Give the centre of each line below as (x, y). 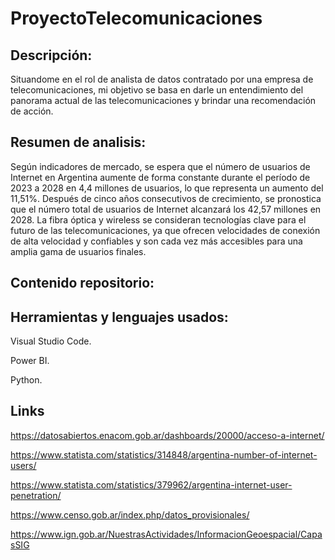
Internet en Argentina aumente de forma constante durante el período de (160, 177)
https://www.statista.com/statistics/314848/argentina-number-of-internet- (164, 454)
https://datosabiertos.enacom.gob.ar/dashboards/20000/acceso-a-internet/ (167, 435)
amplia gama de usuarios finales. (78, 251)
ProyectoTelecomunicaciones (136, 18)
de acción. (32, 111)
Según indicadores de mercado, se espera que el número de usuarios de (160, 166)
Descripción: (51, 55)
